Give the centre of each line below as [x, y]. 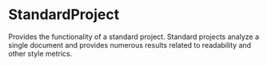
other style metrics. [40, 53]
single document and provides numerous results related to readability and [130, 45]
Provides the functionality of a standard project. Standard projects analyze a [134, 37]
